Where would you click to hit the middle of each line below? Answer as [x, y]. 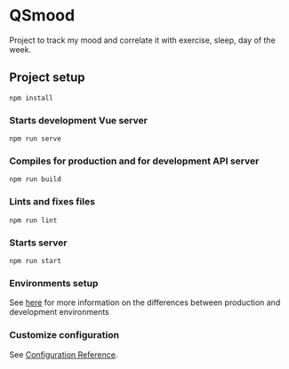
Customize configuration [64, 335]
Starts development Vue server [79, 120]
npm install [31, 98]
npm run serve [36, 139]
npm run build [36, 180]
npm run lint [33, 220]
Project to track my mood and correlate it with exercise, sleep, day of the [142, 40]
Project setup [48, 78]
